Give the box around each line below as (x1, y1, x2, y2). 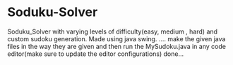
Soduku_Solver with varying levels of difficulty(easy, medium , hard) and (7, 27, 217, 36)
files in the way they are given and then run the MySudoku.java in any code (7, 42, 226, 50)
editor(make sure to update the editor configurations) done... (7, 50, 184, 58)
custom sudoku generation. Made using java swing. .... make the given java (7, 34, 226, 43)
